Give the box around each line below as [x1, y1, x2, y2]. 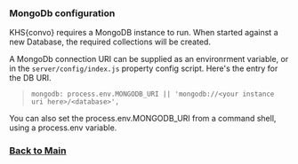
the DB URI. [9, 73, 52, 83]
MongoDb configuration [9, 7, 116, 20]
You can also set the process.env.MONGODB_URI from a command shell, [9, 113, 277, 124]
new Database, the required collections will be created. [9, 36, 212, 47]
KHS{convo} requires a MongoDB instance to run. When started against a [9, 27, 278, 38]
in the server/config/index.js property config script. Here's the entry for [9, 63, 278, 74]
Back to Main [9, 144, 67, 157]
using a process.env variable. [9, 122, 117, 133]
